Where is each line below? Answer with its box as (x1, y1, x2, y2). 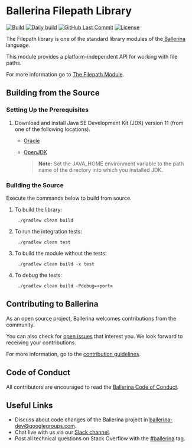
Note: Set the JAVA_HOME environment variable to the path (38, 160, 184, 167)
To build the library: (14, 206, 63, 213)
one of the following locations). (14, 126, 90, 133)
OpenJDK (23, 148, 47, 155)
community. (6, 321, 35, 328)
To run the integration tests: (14, 228, 83, 235)
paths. (6, 59, 22, 66)
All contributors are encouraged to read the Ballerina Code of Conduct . (6, 383, 179, 391)
